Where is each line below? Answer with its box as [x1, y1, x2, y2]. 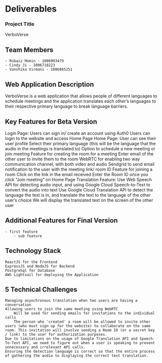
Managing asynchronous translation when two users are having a [5, 298, 138, 303]
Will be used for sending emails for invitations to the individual [14, 311, 155, 316]
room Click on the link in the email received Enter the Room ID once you [5, 171, 148, 177]
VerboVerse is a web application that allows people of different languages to [5, 93, 158, 99]
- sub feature [14, 234, 42, 238]
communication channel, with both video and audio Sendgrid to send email [5, 161, 155, 167]
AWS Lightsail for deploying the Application [5, 272, 98, 277]
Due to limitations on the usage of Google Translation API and [5, 336, 138, 341]
